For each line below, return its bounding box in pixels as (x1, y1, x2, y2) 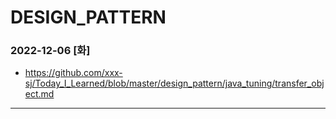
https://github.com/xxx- (24, 67, 123, 79)
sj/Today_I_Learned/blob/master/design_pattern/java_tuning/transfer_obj (24, 77, 325, 90)
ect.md (24, 88, 55, 100)
